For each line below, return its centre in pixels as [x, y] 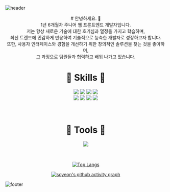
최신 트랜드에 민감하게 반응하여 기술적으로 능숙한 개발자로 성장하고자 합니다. [86, 38]
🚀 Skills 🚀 [86, 78]
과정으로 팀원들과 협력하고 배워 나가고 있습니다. [89, 57]
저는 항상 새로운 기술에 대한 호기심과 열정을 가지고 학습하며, [86, 31]
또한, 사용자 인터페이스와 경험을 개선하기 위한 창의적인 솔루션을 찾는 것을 [79, 44]
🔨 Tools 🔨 [86, 130]
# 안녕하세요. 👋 [86, 18]
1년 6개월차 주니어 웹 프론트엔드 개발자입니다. [86, 25]
